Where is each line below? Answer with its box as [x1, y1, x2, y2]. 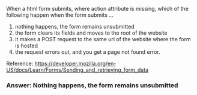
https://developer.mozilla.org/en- [34, 60, 117, 67]
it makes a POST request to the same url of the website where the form [14, 36, 191, 42]
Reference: [6, 60, 34, 67]
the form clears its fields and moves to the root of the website [14, 29, 168, 36]
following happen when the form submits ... [6, 11, 114, 19]
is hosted [14, 42, 38, 49]
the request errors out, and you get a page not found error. [14, 48, 160, 56]
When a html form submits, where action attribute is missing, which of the [6, 5, 189, 12]
